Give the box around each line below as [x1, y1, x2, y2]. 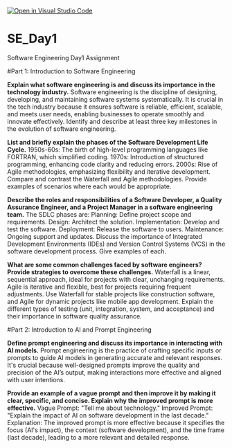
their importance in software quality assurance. [7, 312, 142, 320]
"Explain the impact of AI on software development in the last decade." [7, 411, 209, 419]
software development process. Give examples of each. [7, 247, 167, 256]
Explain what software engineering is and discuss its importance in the [7, 80, 216, 89]
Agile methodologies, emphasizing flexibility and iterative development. [7, 167, 211, 176]
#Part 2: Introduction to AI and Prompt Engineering [7, 325, 152, 334]
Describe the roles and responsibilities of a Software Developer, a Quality [7, 195, 222, 204]
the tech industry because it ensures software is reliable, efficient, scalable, [7, 102, 223, 111]
